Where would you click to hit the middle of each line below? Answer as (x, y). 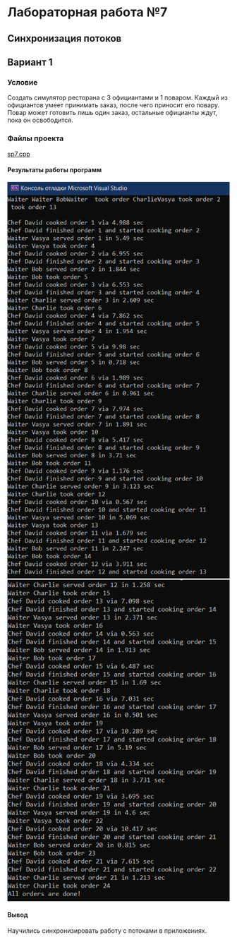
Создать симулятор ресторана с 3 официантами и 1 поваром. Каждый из (117, 98)
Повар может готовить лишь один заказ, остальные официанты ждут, (113, 113)
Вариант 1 (30, 62)
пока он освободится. (40, 120)
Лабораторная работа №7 (87, 12)
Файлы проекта (36, 138)
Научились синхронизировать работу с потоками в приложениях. (107, 930)
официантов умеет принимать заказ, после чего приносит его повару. (114, 105)
